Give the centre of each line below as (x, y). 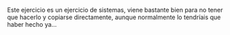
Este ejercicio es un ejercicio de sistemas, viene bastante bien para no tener (115, 10)
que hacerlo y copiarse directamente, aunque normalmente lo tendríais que (114, 17)
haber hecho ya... (32, 24)
